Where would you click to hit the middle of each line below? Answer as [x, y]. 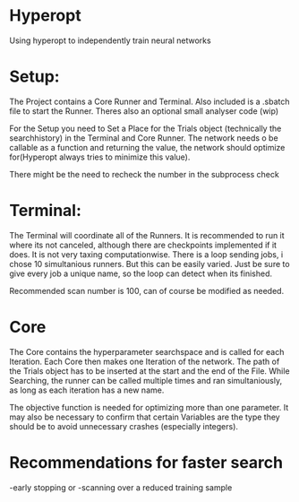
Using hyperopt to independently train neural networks [111, 40]
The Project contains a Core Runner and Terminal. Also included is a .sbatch [149, 101]
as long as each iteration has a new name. [87, 390]
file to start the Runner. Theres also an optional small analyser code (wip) [144, 111]
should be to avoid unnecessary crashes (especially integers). [124, 426]
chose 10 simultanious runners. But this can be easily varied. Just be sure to [149, 264]
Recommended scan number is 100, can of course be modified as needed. [147, 290]
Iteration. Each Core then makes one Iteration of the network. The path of [145, 361]
